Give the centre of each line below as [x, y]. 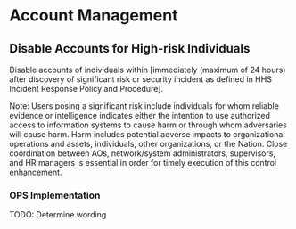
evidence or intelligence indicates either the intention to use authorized [140, 115]
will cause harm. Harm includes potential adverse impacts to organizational [147, 134]
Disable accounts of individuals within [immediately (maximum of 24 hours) [148, 70]
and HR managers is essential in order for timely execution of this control [143, 163]
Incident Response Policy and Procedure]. [86, 89]
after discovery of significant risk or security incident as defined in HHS [140, 79]
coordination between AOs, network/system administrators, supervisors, [143, 153]
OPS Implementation [55, 195]
